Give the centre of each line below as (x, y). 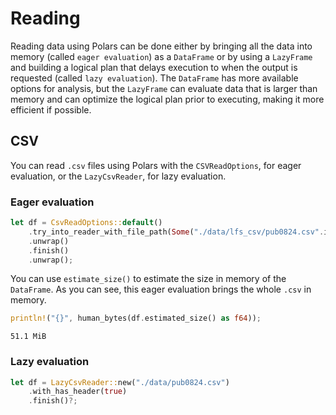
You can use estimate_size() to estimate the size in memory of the (148, 279)
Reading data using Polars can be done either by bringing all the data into (161, 46)
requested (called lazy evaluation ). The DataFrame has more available (154, 78)
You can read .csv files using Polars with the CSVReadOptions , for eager (156, 165)
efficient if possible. (51, 109)
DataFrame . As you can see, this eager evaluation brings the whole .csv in (161, 289)
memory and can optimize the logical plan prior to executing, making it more (167, 99)
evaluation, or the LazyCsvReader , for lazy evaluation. (118, 176)
